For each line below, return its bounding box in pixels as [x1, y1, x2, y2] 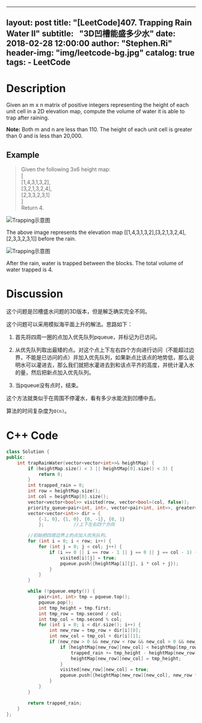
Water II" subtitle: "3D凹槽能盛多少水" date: [6, 28, 176, 39]
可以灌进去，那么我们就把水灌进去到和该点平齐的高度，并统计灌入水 [25, 361, 194, 368]
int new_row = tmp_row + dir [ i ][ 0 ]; [49, 628, 141, 634]
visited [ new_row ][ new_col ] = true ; [60, 667, 149, 673]
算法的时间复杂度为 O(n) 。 [6, 408, 70, 415]
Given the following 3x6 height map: [20, 166, 111, 173]
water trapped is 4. [6, 266, 53, 273]
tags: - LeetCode [6, 57, 71, 68]
